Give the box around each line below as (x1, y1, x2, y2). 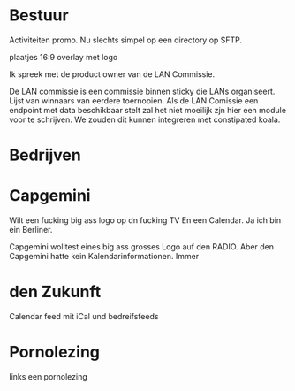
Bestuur (9, 5, 69, 26)
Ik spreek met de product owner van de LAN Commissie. (9, 68, 216, 80)
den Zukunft (9, 282, 102, 302)
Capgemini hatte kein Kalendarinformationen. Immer (9, 251, 200, 262)
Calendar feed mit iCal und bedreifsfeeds (9, 311, 159, 321)
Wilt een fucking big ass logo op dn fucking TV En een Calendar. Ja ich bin (9, 215, 282, 226)
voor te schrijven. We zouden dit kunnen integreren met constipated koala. (9, 114, 281, 125)
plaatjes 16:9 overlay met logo (9, 51, 118, 62)
